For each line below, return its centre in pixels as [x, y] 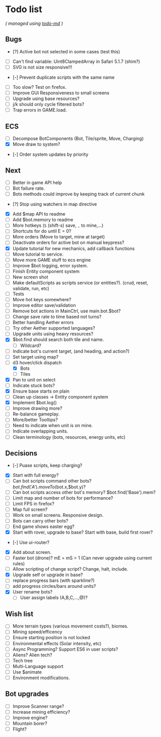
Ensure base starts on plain [41, 391]
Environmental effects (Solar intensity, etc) [57, 643]
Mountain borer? [30, 723]
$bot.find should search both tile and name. [58, 340]
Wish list [19, 614]
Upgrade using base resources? [46, 98]
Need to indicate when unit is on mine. [53, 426]
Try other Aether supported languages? [54, 328]
